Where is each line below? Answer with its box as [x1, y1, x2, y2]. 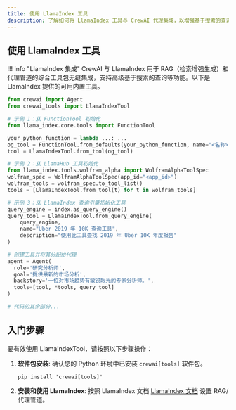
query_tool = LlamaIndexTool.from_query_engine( [7, 212, 152, 219]
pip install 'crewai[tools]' [17, 373, 103, 380]
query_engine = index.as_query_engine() [7, 205, 128, 213]
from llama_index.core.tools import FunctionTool [7, 122, 156, 129]
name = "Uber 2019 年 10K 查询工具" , [20, 226, 119, 233]
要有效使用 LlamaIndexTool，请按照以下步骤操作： [7, 344, 153, 352]
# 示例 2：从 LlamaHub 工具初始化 [7, 160, 99, 167]
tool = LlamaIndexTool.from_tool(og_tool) [7, 148, 133, 155]
